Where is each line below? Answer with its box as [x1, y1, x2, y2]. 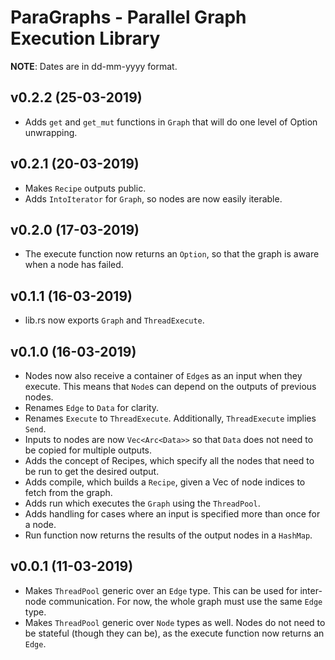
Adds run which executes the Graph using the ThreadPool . [24, 497, 261, 509]
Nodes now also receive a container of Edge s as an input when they [24, 370, 303, 381]
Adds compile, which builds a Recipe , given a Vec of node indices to [24, 476, 306, 488]
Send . [24, 423, 47, 435]
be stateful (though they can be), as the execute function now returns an [24, 627, 325, 639]
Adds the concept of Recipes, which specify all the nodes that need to [24, 455, 315, 466]
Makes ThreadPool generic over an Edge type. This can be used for [24, 584, 298, 596]
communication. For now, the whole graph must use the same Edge [48, 595, 323, 607]
